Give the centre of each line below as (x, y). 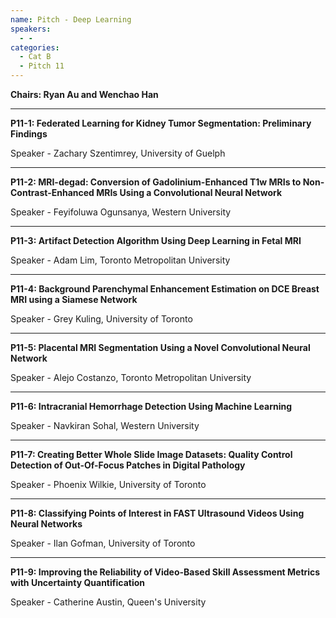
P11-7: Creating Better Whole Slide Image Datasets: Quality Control (151, 454)
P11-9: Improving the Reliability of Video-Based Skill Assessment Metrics (165, 572)
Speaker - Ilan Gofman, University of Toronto (103, 543)
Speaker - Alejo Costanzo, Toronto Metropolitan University (131, 377)
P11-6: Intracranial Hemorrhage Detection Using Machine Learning (151, 406)
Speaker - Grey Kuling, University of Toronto (101, 319)
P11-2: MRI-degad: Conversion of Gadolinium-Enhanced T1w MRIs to (156, 182)
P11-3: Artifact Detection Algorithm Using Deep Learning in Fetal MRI (156, 240)
